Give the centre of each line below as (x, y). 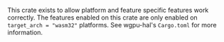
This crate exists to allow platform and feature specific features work (108, 10)
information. (25, 32)
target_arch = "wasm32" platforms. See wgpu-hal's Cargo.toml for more (112, 25)
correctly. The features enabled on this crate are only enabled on (102, 17)
